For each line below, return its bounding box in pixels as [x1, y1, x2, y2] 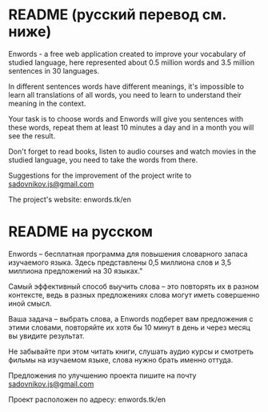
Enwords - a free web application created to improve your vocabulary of [8, 49, 246, 58]
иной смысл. [8, 298, 52, 308]
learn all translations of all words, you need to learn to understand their [8, 90, 242, 99]
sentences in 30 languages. [8, 66, 100, 75]
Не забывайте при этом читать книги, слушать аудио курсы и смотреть [8, 346, 254, 356]
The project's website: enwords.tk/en [8, 194, 132, 204]
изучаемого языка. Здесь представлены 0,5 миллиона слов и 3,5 [8, 258, 232, 267]
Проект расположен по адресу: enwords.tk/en [8, 394, 166, 404]
